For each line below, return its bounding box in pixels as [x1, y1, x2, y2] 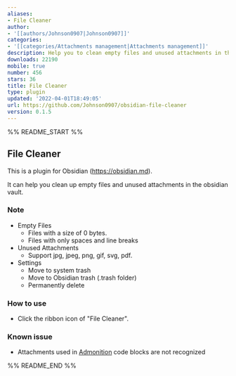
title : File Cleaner [7, 82, 68, 89]
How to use [7, 298, 47, 308]
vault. [7, 188, 24, 196]
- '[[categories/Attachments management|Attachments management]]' [7, 43, 209, 50]
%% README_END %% [7, 361, 77, 370]
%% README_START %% [7, 127, 83, 136]
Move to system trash [27, 266, 91, 274]
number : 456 [7, 69, 42, 76]
